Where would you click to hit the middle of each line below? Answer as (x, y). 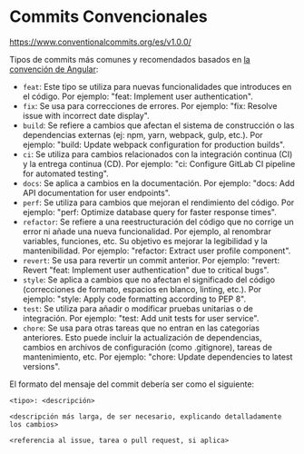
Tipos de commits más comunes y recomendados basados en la (130, 59)
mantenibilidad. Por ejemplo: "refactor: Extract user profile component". (157, 251)
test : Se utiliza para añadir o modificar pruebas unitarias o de (138, 308)
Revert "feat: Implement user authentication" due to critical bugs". (146, 270)
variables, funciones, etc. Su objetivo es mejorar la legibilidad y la (145, 241)
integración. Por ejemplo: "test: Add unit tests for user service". (141, 318)
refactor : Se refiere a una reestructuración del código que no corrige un (158, 222)
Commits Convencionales (109, 17)
